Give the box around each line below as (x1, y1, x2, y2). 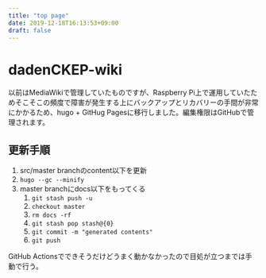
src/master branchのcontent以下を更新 (19, 166, 147, 176)
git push (31, 237, 61, 245)
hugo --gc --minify (19, 176, 85, 184)
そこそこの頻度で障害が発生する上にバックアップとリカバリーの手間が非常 (14, 98, 259, 107)
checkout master (31, 203, 86, 211)
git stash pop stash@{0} (31, 220, 114, 228)
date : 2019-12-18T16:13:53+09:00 (8, 19, 119, 27)
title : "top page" (8, 11, 69, 20)
